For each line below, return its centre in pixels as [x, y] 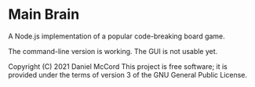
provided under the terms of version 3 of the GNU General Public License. [128, 74]
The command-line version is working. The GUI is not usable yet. [113, 51]
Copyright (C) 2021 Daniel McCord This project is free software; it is [118, 66]
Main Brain [44, 14]
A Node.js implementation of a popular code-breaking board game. [117, 36]
